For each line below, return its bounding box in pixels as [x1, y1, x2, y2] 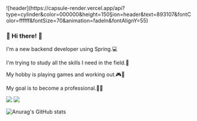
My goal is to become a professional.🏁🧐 [6, 84, 104, 92]
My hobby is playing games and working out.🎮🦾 [6, 71, 125, 78]
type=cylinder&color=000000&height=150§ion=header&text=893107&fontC [6, 11, 192, 18]
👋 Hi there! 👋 [6, 31, 43, 40]
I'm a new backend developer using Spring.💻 [6, 45, 117, 53]
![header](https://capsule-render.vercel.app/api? [6, 5, 125, 11]
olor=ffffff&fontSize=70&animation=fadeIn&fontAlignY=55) [6, 17, 148, 24]
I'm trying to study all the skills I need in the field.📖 [6, 59, 129, 66]
